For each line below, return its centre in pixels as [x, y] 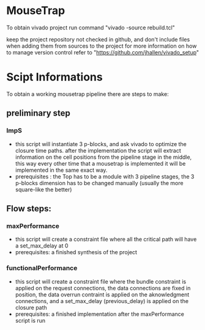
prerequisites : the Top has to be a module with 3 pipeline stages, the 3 [105, 176]
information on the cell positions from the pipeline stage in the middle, [103, 157]
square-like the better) [43, 189]
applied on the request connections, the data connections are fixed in [103, 288]
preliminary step [38, 113]
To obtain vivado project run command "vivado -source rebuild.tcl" [91, 28]
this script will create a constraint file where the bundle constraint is [101, 281]
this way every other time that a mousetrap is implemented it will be [100, 163]
